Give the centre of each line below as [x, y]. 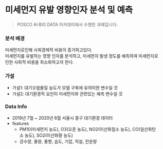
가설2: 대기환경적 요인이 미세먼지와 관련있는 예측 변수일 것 [67, 94]
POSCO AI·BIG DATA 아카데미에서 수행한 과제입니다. [67, 24]
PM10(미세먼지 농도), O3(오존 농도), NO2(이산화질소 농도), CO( [80, 129]
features [20, 123]
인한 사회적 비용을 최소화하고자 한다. [39, 62]
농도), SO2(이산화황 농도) [49, 135]
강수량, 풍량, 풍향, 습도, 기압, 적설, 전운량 [58, 141]
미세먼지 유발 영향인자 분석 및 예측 [69, 10]
